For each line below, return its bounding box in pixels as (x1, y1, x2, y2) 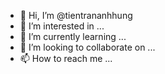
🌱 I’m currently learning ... (19, 31, 127, 42)
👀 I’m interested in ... (19, 20, 105, 32)
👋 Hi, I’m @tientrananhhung (19, 10, 133, 21)
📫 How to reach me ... (19, 53, 113, 64)
